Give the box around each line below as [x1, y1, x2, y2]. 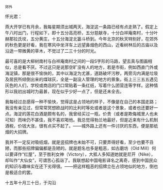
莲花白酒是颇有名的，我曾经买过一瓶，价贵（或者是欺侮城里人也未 [26, 111, 158, 117]
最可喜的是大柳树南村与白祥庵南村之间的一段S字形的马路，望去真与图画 [5, 58, 148, 64]
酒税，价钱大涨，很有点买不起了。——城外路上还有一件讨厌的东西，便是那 [5, 123, 154, 129]
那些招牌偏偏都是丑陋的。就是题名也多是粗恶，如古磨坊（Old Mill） [17, 146, 152, 151]
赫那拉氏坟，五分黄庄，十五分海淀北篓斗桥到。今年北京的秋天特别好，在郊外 [5, 36, 158, 42]
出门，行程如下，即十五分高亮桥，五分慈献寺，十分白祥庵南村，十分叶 [17, 30, 158, 35]
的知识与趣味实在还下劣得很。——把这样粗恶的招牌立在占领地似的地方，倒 [5, 163, 154, 169]
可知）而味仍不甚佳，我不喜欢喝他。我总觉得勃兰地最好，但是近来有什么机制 [5, 117, 158, 122]
